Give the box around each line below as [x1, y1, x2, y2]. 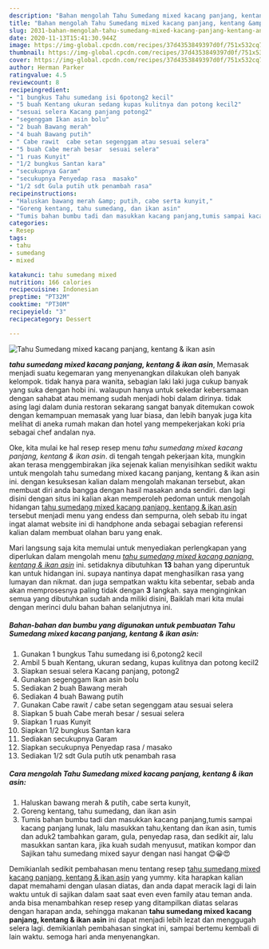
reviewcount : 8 [9, 78, 60, 86]
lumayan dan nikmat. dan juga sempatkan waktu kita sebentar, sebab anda [9, 577, 255, 586]
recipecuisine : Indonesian [9, 285, 99, 293]
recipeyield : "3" [9, 308, 67, 316]
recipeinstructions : [9, 189, 78, 198]
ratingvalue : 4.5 [9, 71, 67, 79]
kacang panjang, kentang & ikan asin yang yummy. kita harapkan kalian [9, 872, 244, 882]
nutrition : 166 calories [9, 278, 92, 286]
